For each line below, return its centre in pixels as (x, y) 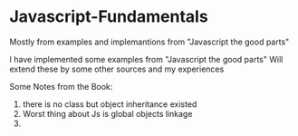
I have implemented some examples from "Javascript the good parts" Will (146, 59)
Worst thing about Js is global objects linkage (107, 113)
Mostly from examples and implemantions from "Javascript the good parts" (149, 42)
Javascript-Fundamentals (109, 17)
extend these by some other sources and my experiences (117, 69)
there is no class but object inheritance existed (110, 104)
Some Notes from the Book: (61, 86)
